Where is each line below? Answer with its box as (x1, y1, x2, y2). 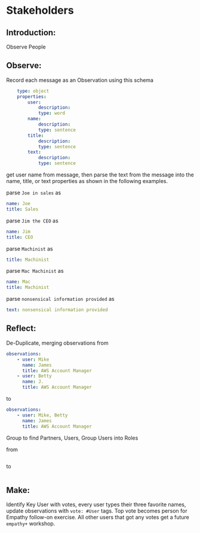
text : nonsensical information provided (6, 307, 109, 313)
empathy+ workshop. (6, 520, 56, 527)
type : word (38, 110, 66, 117)
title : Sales (6, 206, 39, 212)
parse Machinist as (6, 245, 53, 252)
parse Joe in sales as (6, 189, 61, 196)
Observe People (6, 43, 46, 50)
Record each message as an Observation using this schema (6, 76, 154, 84)
